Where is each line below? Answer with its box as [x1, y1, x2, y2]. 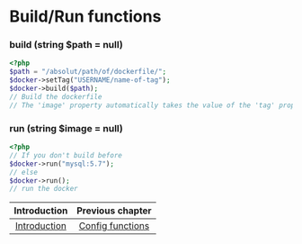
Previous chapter [75, 204, 152, 217]
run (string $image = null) [9, 122, 123, 134]
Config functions [78, 220, 150, 232]
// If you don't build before [9, 150, 123, 159]
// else [9, 167, 39, 176]
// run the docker [9, 185, 78, 194]
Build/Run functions [9, 6, 162, 27]
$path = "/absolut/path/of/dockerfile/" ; [9, 68, 167, 77]
